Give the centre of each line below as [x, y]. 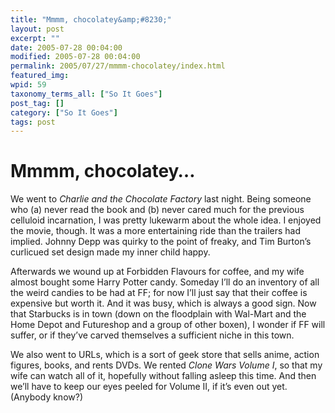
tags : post [33, 122]
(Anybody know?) [46, 397]
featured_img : [40, 76]
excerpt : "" [35, 38]
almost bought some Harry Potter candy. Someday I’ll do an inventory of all [165, 282]
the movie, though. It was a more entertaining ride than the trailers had [156, 231]
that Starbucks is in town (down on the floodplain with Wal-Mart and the [158, 314]
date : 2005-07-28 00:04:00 [66, 47]
